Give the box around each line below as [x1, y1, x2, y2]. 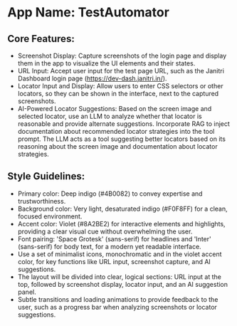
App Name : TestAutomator [7, 4, 169, 21]
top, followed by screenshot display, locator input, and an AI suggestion [17, 280, 228, 288]
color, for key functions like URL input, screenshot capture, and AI [17, 257, 211, 265]
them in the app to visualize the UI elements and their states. [17, 59, 196, 68]
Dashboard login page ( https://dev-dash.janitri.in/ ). [17, 74, 167, 83]
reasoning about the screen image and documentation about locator [17, 142, 218, 150]
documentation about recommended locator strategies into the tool [17, 127, 215, 135]
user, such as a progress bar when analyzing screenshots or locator [17, 303, 217, 311]
